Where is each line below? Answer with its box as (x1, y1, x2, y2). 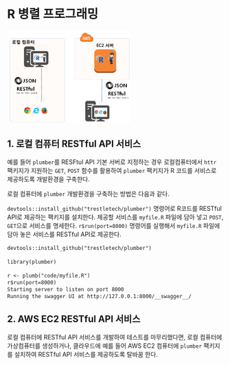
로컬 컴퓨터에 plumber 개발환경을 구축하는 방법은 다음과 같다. (7, 189, 170, 198)
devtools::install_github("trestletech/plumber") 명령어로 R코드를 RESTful (7, 204, 222, 212)
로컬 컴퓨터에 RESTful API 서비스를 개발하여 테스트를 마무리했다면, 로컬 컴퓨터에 (7, 333, 222, 341)
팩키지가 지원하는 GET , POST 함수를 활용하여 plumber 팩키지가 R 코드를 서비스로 (7, 166, 217, 174)
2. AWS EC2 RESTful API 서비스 (7, 313, 141, 325)
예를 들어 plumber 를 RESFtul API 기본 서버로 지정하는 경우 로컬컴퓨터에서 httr (7, 158, 217, 166)
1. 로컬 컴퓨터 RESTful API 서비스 (7, 138, 141, 150)
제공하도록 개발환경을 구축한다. (7, 175, 91, 183)
